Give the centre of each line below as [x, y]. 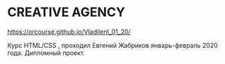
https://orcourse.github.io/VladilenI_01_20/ [69, 32]
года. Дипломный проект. [46, 53]
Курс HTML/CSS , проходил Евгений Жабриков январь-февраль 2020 [112, 45]
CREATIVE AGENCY [66, 12]
